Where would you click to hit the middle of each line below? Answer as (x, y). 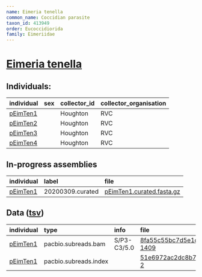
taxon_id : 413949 (28, 23)
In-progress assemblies (52, 164)
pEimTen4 (23, 143)
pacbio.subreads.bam (75, 244)
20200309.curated (72, 191)
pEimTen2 (23, 123)
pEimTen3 (23, 133)
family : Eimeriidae (31, 34)
